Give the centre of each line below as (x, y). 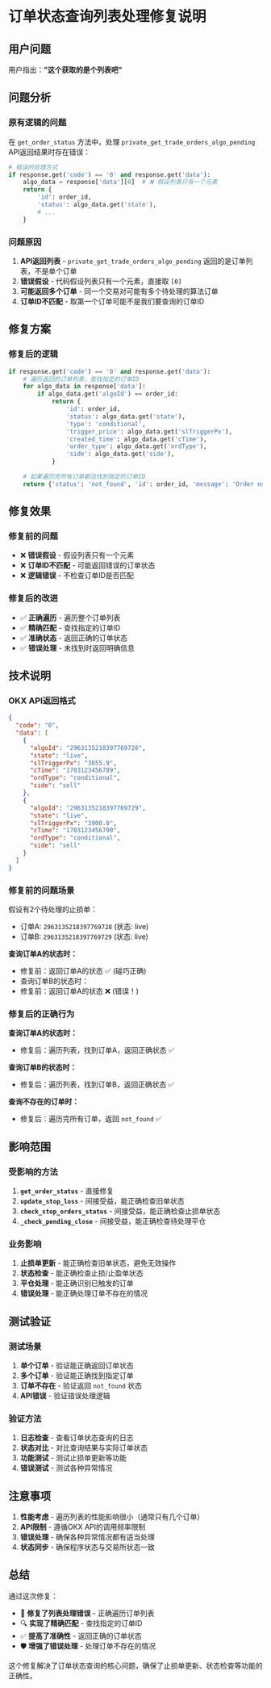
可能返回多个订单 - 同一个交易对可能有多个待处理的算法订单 (119, 291)
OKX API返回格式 (42, 701)
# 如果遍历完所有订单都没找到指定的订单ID (84, 476)
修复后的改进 (33, 598)
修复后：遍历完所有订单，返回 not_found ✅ (91, 1119)
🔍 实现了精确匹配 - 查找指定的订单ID (81, 1623)
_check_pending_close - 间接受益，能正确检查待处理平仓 (113, 1221)
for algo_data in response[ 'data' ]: (85, 387)
